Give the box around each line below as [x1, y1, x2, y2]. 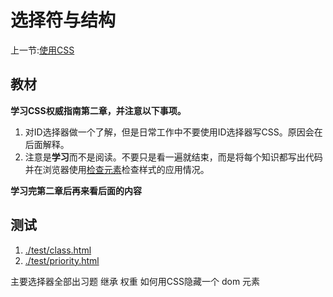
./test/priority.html [24, 254, 100, 266]
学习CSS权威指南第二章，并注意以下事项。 [10, 104, 187, 116]
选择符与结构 [10, 9, 117, 32]
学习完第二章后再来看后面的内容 [10, 184, 142, 196]
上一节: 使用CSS [10, 44, 75, 56]
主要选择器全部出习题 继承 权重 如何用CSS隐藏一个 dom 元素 [10, 275, 261, 287]
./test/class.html [24, 244, 92, 256]
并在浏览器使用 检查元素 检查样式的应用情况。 [24, 163, 210, 175]
